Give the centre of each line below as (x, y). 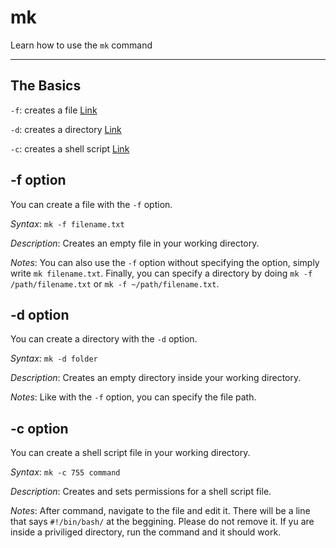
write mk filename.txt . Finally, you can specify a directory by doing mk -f (161, 273)
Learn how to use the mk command (81, 45)
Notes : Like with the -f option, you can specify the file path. (133, 397)
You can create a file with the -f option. (91, 204)
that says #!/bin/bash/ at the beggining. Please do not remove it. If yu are (162, 522)
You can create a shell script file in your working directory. (130, 453)
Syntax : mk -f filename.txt (67, 223)
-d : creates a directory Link (66, 129)
